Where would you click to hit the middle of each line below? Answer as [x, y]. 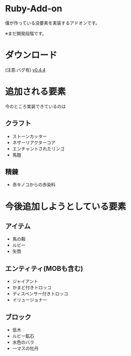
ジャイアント [25, 281]
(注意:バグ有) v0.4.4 [25, 70]
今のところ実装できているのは [35, 106]
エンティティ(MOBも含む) [44, 268]
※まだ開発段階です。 [26, 33]
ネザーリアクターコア [34, 142]
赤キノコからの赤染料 [34, 185]
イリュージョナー [30, 300]
